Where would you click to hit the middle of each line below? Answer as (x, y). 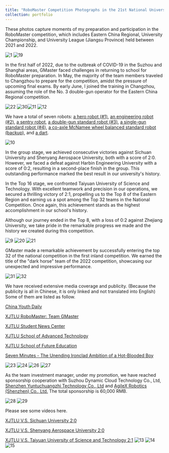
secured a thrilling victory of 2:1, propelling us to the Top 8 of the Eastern (81, 194)
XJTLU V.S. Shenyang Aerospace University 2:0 (55, 430)
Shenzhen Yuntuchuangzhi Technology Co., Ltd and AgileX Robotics (76, 386)
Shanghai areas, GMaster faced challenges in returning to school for (76, 70)
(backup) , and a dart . (27, 132)
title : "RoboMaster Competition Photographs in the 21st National (76, 10)
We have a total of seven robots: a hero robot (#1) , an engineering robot (79, 116)
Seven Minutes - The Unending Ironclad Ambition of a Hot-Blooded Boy (79, 355)
